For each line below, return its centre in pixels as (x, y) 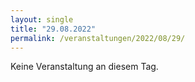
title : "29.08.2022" (53, 29)
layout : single (42, 19)
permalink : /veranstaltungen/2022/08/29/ (98, 38)
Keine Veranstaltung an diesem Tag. (84, 67)
